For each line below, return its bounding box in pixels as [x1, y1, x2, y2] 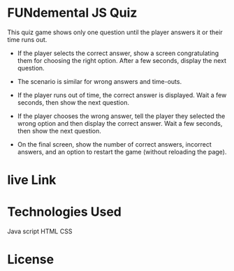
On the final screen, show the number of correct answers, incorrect [17, 140, 212, 148]
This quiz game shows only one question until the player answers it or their [7, 28, 224, 36]
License [7, 251, 54, 268]
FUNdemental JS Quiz [7, 5, 138, 21]
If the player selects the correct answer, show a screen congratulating [17, 49, 219, 57]
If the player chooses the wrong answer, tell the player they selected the [17, 112, 226, 120]
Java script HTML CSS [7, 227, 73, 235]
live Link [7, 173, 57, 188]
